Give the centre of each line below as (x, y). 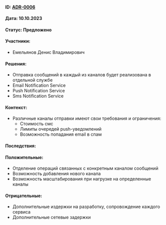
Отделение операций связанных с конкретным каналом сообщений (85, 168)
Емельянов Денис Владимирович (48, 52)
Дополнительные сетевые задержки (51, 218)
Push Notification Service (38, 91)
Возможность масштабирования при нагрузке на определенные (82, 179)
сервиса (21, 212)
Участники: (18, 41)
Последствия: (21, 146)
